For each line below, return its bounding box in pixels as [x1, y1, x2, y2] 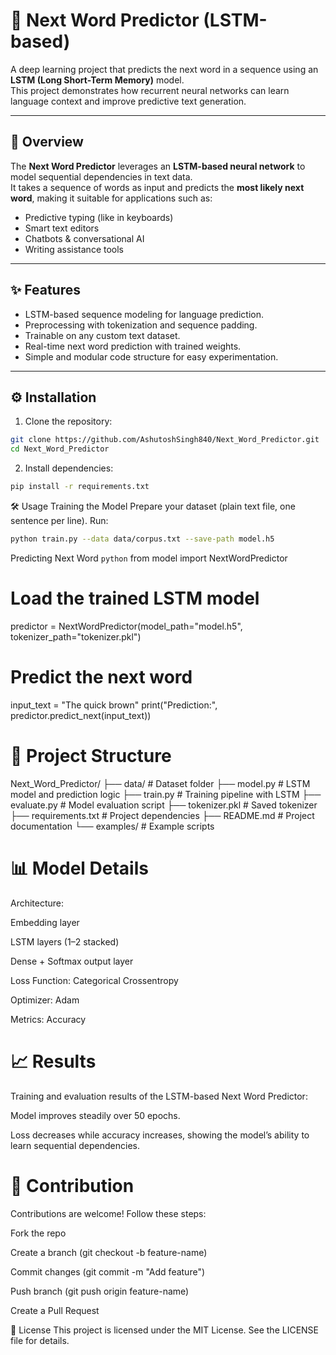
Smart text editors [24, 222, 100, 234]
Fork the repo [10, 1227, 67, 1239]
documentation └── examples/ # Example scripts [10, 820, 215, 832]
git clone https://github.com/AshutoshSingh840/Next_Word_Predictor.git [10, 435, 320, 445]
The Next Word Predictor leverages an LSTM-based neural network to [10, 160, 306, 172]
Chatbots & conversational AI [24, 232, 145, 244]
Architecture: [10, 897, 65, 909]
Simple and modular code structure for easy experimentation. [24, 350, 279, 363]
